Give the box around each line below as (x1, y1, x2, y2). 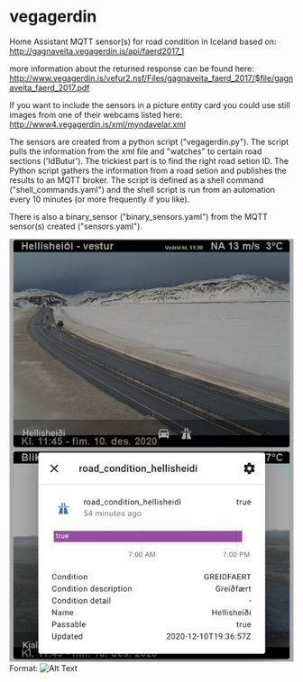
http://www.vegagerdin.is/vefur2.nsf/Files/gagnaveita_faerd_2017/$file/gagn (9, 72, 294, 83)
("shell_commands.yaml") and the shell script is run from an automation (9, 184, 276, 195)
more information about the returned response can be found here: (9, 63, 254, 74)
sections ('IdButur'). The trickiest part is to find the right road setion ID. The (9, 155, 289, 166)
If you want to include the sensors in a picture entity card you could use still (9, 99, 290, 110)
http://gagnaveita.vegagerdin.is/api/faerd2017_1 (9, 45, 185, 56)
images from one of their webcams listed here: (9, 109, 183, 120)
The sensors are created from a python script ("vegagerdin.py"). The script (9, 136, 289, 147)
